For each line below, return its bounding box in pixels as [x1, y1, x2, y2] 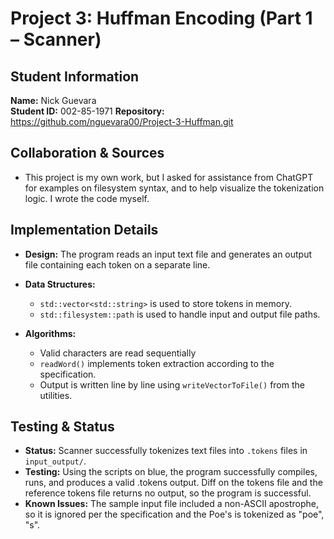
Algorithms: [24, 327, 77, 339]
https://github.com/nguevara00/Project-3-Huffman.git [10, 116, 234, 127]
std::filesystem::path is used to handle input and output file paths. [39, 308, 321, 320]
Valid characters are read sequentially [39, 347, 197, 359]
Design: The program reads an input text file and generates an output [24, 248, 313, 260]
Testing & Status [10, 418, 115, 436]
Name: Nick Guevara [10, 95, 97, 106]
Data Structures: [24, 278, 96, 290]
